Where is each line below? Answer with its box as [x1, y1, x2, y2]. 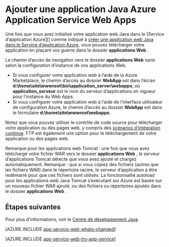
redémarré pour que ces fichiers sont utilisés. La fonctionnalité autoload [5, 172, 155, 178]
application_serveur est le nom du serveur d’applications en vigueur [12, 88, 156, 94]
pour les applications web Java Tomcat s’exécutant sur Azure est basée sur [5, 177, 162, 183]
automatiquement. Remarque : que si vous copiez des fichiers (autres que [5, 161, 159, 167]
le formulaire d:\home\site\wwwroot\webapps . [12, 110, 111, 116]
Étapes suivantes [5, 203, 61, 212]
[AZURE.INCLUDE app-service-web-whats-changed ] [5, 226, 116, 232]
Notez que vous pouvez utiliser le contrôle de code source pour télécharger [5, 119, 163, 125]
